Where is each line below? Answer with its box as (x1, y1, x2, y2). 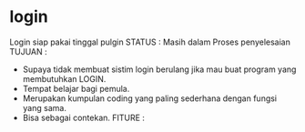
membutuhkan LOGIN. (22, 73, 107, 84)
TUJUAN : (9, 46, 47, 56)
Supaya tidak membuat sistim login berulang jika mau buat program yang (22, 64, 297, 75)
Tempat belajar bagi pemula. (22, 83, 130, 94)
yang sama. (22, 102, 66, 113)
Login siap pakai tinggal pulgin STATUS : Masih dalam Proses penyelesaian (9, 36, 291, 47)
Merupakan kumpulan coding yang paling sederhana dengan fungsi (22, 93, 278, 104)
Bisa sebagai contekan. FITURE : (22, 112, 146, 123)
